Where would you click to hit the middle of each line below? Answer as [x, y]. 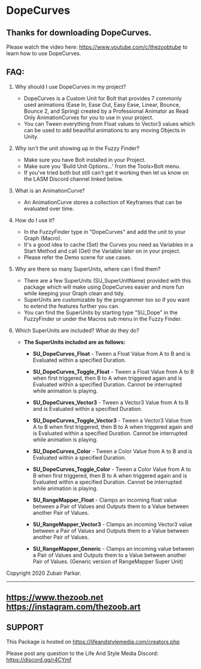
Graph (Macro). [43, 238]
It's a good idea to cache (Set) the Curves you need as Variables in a [108, 244]
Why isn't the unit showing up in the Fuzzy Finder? [77, 148]
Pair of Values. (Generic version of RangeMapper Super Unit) [108, 561]
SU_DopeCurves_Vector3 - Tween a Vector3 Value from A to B [111, 402]
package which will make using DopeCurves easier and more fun [104, 287]
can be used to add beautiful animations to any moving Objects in [105, 130]
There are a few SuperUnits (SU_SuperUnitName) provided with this [107, 280]
